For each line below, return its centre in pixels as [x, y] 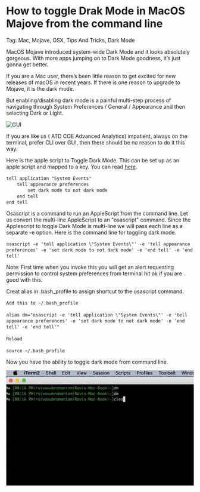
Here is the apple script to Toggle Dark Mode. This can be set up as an [93, 160]
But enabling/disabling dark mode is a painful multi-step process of [89, 100]
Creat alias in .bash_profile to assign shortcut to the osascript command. [95, 291]
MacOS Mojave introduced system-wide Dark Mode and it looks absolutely [98, 51]
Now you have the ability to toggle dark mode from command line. [87, 362]
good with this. [24, 279]
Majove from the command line [85, 24]
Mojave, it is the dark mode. [40, 88]
